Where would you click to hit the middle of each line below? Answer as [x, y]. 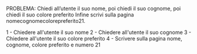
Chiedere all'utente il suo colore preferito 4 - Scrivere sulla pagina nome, [94, 38]
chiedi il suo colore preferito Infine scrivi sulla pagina [70, 15]
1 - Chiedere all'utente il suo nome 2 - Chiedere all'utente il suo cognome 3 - [99, 32]
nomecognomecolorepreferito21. [46, 21]
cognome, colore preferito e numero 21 [54, 45]
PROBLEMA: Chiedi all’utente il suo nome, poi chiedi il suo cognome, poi [94, 9]
